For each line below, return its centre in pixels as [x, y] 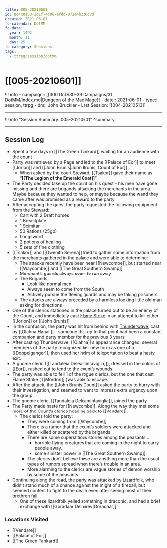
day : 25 [18, 42]
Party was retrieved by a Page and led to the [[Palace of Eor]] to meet [84, 162]
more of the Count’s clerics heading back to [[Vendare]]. [70, 411]
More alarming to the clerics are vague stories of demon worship [93, 469]
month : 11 [20, 38]
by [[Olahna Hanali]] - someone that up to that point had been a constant [87, 332]
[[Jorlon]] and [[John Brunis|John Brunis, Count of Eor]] [70, 168]
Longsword [31, 237]
